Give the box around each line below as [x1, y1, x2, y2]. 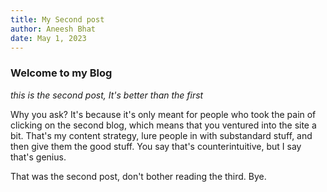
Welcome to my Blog [10, 66, 113, 80]
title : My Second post [10, 14, 105, 25]
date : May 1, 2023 [10, 33, 87, 43]
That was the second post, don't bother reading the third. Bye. [10, 170, 267, 182]
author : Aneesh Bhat [10, 24, 97, 34]
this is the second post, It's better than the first [10, 89, 204, 101]
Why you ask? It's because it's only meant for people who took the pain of [10, 108, 317, 120]
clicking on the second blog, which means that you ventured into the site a [10, 119, 317, 131]
